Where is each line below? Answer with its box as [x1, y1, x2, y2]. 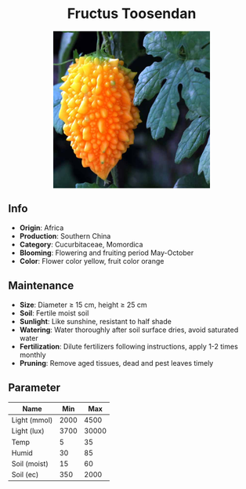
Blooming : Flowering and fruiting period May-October [19, 248, 194, 257]
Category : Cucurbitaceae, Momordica [19, 239, 143, 249]
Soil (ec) [11, 470, 39, 480]
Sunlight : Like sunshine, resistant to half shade [19, 316, 172, 326]
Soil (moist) [11, 459, 49, 469]
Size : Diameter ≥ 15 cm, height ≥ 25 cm [19, 300, 147, 309]
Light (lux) [11, 426, 45, 436]
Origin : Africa [19, 223, 64, 232]
